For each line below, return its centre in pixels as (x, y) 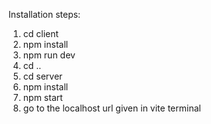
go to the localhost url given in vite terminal (111, 108)
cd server (42, 76)
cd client (41, 33)
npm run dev (49, 55)
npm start (42, 97)
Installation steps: (44, 14)
